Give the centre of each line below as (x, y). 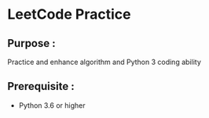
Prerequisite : (41, 86)
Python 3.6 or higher (52, 105)
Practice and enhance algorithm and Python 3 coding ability (104, 62)
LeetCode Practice (69, 14)
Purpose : (31, 43)
